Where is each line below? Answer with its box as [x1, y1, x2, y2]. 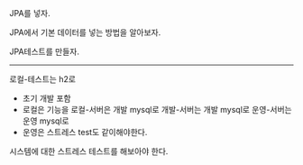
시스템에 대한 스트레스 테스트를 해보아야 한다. [9, 146, 169, 156]
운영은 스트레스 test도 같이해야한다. [22, 127, 148, 137]
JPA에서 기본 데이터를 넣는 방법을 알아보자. [9, 27, 161, 38]
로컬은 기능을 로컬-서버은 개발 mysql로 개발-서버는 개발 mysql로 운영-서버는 [22, 105, 292, 115]
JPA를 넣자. [9, 8, 51, 18]
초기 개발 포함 [22, 93, 71, 104]
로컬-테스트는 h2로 [9, 74, 77, 84]
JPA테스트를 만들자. [9, 46, 79, 57]
